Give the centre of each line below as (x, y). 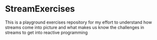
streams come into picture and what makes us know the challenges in (75, 27)
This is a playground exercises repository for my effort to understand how (78, 22)
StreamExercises (40, 9)
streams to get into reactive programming (47, 32)
